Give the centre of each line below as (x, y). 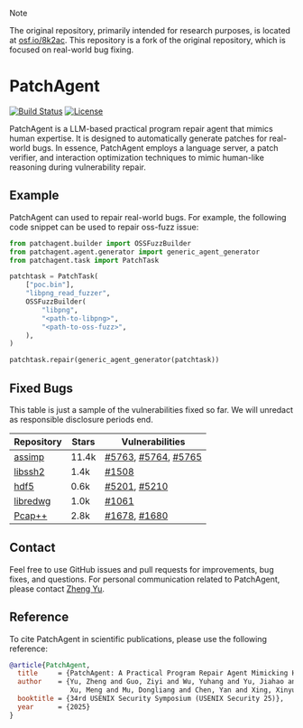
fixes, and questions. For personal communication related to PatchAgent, (145, 579)
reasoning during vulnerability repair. (78, 167)
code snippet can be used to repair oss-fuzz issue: (104, 227)
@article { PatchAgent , (50, 665)
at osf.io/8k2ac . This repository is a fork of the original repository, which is (147, 40)
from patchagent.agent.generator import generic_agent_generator (134, 252)
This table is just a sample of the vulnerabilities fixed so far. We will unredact (151, 409)
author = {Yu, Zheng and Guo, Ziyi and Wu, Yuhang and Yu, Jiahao (151, 682)
